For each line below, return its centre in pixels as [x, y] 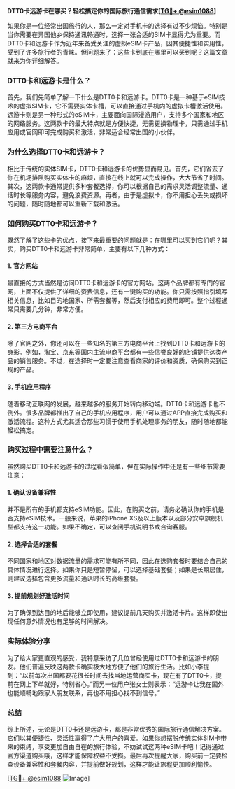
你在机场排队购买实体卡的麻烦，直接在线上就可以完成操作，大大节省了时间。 [117, 177]
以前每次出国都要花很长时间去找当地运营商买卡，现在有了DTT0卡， [119, 675]
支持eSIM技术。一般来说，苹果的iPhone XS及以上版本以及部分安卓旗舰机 [118, 518]
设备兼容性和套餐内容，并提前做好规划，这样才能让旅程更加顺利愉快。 [114, 764]
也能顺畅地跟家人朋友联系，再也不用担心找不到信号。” [84, 692]
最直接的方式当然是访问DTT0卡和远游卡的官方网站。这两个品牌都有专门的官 [116, 283]
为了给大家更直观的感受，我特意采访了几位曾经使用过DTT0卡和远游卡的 [110, 657]
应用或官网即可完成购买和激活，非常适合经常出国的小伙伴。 [93, 132]
